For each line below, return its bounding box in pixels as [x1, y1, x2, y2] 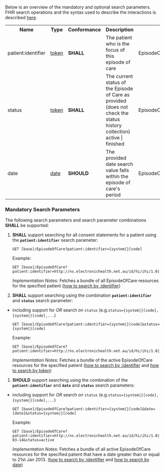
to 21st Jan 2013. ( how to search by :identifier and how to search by [12, 457, 150, 463]
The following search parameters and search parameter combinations [5, 217, 146, 223]
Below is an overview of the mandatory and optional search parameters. [5, 4, 151, 10]
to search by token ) [12, 368, 52, 374]
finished [105, 140, 124, 147]
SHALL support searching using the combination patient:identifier [12, 292, 152, 299]
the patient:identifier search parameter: [12, 237, 98, 243]
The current [105, 73, 133, 80]
